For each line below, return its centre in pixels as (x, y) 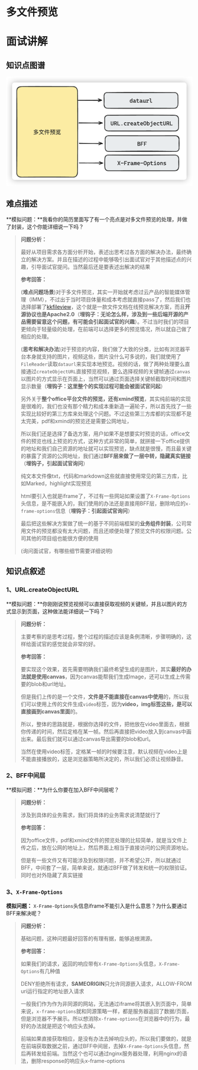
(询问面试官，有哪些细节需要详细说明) (67, 551)
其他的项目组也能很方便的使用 (62, 538)
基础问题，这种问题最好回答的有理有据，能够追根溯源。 (88, 939)
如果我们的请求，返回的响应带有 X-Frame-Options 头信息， (90, 964)
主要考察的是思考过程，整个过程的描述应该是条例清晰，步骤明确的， (103, 636)
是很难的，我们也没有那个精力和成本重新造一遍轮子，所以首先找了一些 (106, 406)
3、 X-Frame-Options (35, 892)
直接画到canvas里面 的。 (51, 711)
